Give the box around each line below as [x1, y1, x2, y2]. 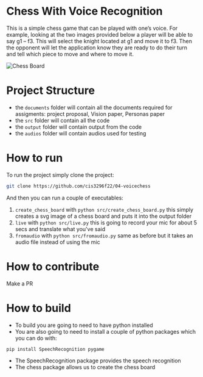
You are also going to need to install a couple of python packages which [15, 328, 196, 335]
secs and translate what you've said [15, 225, 105, 232]
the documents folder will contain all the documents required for [15, 104, 173, 111]
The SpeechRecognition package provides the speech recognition [15, 357, 181, 364]
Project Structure [6, 84, 95, 98]
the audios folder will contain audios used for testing [15, 129, 146, 137]
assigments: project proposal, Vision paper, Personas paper [15, 110, 165, 117]
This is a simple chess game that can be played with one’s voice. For [6, 24, 178, 32]
